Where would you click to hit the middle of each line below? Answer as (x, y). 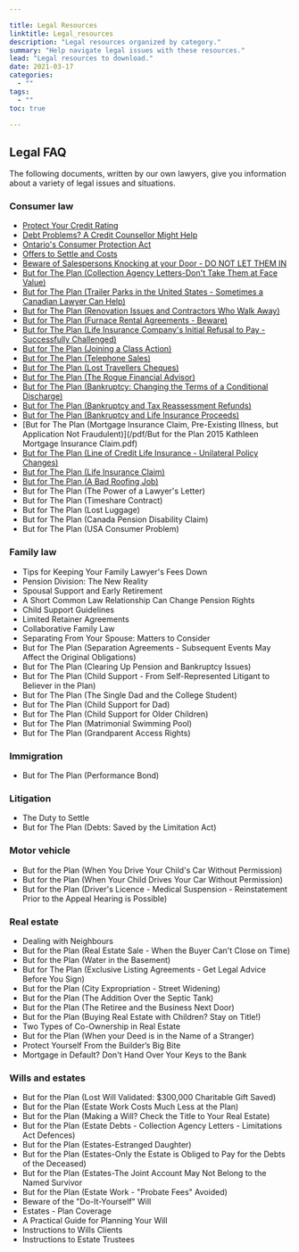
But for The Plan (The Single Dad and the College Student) (130, 695)
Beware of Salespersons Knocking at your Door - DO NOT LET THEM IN (154, 263)
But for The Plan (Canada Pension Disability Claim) (115, 519)
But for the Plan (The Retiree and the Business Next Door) (128, 1007)
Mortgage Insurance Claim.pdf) (80, 444)
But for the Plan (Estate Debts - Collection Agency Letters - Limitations (152, 1126)
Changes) (40, 463)
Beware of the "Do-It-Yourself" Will (87, 1202)
